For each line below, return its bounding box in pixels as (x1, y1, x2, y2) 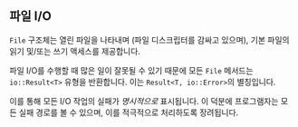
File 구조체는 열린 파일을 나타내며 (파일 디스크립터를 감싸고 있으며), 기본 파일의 (9, 34, 290, 45)
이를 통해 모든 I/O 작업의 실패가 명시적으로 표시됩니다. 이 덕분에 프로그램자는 (9, 95, 279, 106)
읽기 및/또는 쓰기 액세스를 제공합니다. (9, 45, 140, 56)
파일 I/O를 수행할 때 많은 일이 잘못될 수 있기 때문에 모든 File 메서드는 (9, 64, 254, 75)
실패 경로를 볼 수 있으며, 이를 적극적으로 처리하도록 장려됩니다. (18, 107, 239, 118)
